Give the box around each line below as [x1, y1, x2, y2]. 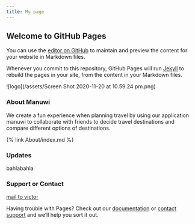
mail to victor [6, 193, 39, 201]
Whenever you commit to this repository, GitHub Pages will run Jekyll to [6, 65, 185, 72]
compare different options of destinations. [6, 124, 111, 132]
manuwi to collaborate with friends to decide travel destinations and [6, 118, 175, 125]
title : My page [6, 8, 45, 15]
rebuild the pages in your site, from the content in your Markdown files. [6, 71, 182, 79]
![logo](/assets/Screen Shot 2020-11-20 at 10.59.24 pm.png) [6, 83, 156, 90]
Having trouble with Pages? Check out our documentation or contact [6, 205, 176, 212]
